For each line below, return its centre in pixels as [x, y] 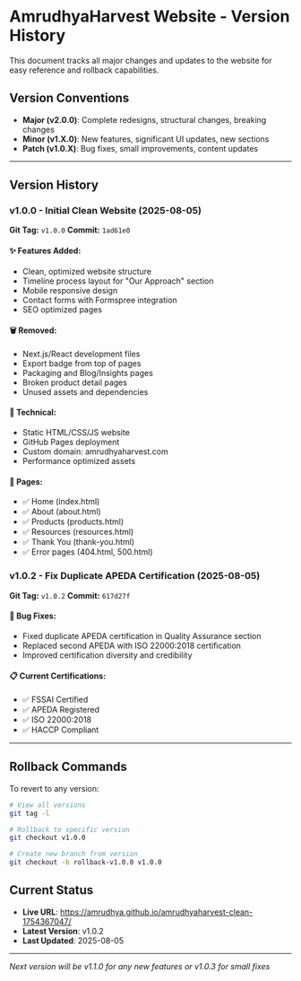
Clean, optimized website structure [87, 271]
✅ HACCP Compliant [60, 730]
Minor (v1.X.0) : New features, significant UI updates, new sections [146, 139]
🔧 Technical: [33, 412]
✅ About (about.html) [61, 512]
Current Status [52, 890]
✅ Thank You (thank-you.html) [78, 542]
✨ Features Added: [45, 251]
